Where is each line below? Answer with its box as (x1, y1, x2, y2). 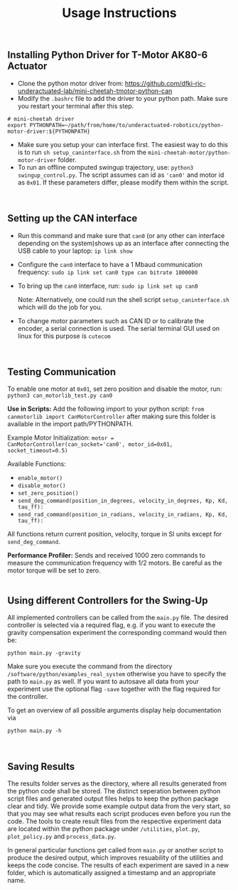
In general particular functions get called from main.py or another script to (7, 846, 224, 854)
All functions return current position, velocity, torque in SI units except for (7, 530, 222, 538)
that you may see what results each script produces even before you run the (7, 810, 232, 818)
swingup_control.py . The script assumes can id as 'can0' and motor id (17, 170, 225, 179)
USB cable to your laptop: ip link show (17, 246, 133, 255)
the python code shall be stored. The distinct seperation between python (7, 787, 221, 795)
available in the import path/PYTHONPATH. (7, 420, 134, 428)
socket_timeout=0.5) (7, 447, 69, 455)
